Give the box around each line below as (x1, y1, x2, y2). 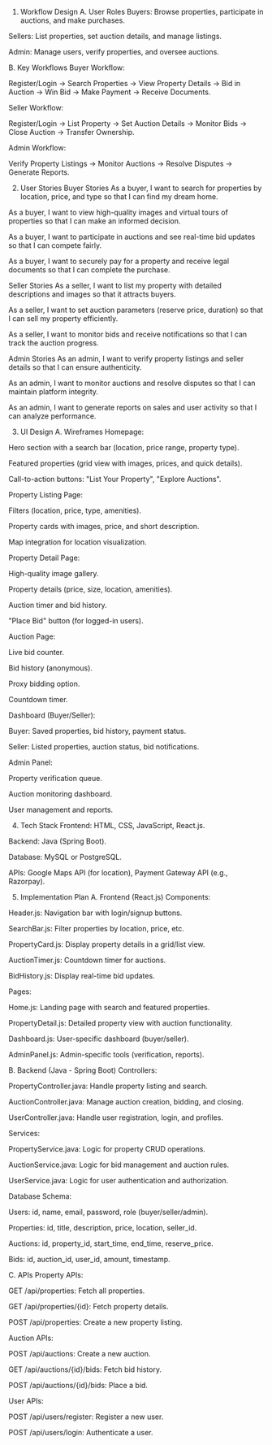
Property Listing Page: (8, 490, 84, 499)
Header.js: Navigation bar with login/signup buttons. (8, 908, 183, 918)
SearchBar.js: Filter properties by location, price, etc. (8, 924, 185, 933)
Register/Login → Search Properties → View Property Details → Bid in (8, 79, 241, 88)
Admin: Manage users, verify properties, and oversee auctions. (8, 47, 219, 56)
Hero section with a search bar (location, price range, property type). (8, 443, 240, 452)
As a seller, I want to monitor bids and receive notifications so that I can (8, 329, 248, 339)
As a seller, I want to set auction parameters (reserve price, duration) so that (8, 305, 264, 315)
